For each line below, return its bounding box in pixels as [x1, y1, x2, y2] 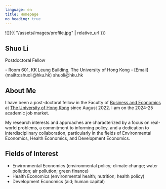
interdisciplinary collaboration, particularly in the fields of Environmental [5, 130, 152, 136]
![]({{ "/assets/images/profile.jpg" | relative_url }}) [5, 30, 106, 36]
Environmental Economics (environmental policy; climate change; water [12, 162, 158, 168]
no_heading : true [5, 16, 41, 21]
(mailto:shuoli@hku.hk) [5, 72, 52, 78]
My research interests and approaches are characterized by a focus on [5, 119, 150, 125]
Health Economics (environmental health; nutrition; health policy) [12, 173, 145, 179]
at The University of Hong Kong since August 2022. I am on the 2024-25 [5, 105, 153, 111]
